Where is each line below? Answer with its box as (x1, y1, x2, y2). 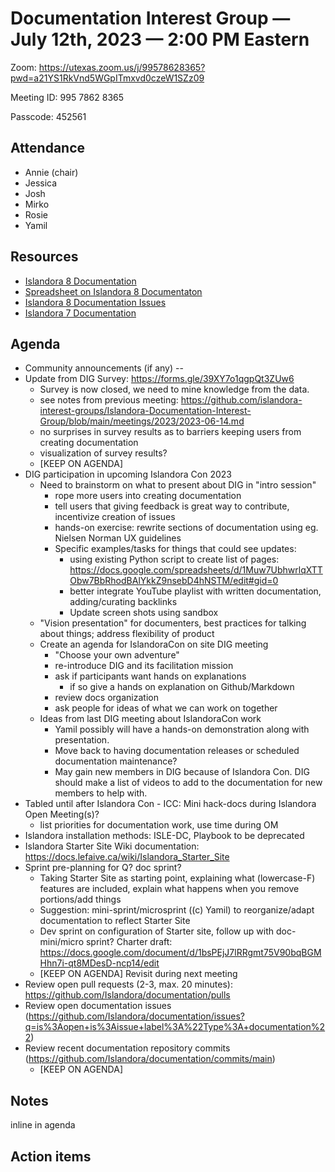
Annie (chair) (24, 166, 79, 178)
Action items (10, 1148, 92, 1165)
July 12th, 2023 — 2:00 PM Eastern (10, 28, 310, 51)
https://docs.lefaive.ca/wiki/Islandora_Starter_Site (24, 851, 230, 863)
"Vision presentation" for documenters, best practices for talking (39, 617, 307, 629)
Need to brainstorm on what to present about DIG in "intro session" (39, 479, 317, 491)
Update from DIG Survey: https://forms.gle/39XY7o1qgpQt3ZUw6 (24, 373, 295, 385)
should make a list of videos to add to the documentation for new (54, 777, 323, 789)
